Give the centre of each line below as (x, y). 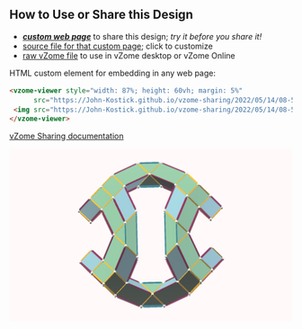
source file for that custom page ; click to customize (117, 46)
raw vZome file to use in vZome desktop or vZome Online (129, 55)
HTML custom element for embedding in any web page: (113, 73)
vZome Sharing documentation (67, 136)
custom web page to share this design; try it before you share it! (142, 36)
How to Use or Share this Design (101, 15)
